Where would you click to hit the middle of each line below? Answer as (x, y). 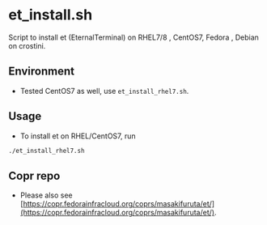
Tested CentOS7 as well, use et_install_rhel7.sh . (104, 91)
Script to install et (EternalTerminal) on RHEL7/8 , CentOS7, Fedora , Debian (133, 37)
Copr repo (34, 176)
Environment (42, 72)
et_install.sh (51, 15)
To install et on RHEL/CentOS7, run (78, 136)
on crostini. (27, 45)
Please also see (46, 195)
